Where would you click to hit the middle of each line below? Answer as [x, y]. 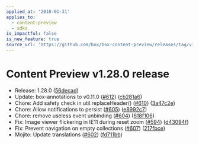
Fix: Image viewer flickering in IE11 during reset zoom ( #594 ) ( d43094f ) [102, 121]
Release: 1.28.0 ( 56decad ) [46, 90]
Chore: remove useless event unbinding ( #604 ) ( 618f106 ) [85, 116]
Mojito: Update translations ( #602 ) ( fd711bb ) [68, 135]
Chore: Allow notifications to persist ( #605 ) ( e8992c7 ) [81, 109]
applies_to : [21, 17]
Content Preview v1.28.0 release [88, 74]
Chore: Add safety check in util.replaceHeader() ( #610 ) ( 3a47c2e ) [95, 103]
